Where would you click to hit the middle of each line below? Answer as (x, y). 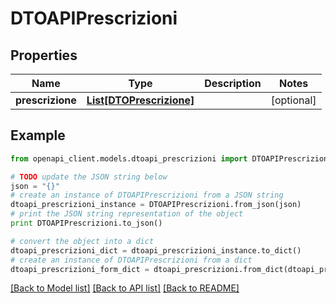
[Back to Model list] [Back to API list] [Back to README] (125, 288)
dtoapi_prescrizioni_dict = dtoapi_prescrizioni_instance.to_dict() (156, 250)
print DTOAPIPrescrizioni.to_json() (86, 223)
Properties (44, 55)
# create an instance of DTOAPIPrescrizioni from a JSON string (147, 195)
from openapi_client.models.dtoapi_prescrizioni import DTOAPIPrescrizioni (171, 158)
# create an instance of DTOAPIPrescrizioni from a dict (131, 260)
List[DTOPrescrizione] (140, 100)
